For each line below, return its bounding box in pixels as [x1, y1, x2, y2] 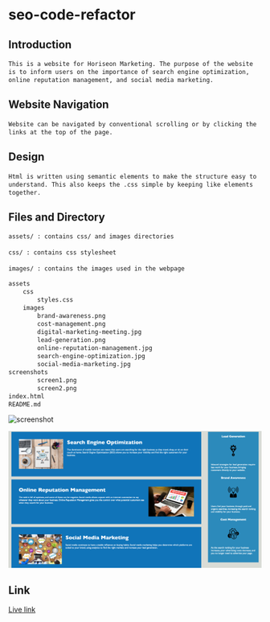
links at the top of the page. [8, 128, 113, 136]
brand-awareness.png [37, 312, 106, 320]
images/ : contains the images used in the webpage [8, 265, 185, 273]
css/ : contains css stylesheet [8, 249, 117, 257]
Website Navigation [8, 98, 109, 112]
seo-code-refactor [8, 6, 136, 24]
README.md [8, 401, 42, 409]
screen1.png [37, 377, 78, 385]
